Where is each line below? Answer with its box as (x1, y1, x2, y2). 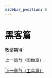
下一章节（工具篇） (5, 67, 44, 73)
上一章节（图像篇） (5, 57, 44, 63)
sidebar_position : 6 (5, 7, 48, 12)
